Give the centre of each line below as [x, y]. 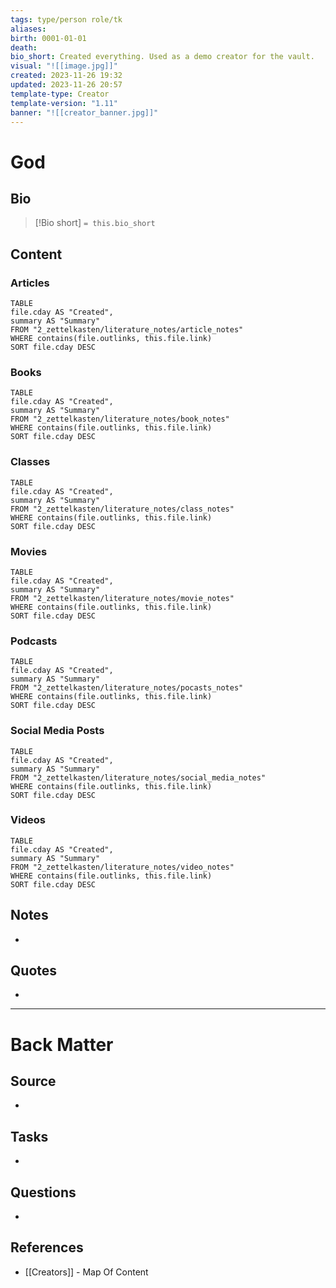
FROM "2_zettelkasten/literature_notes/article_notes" [127, 330]
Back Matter [62, 1044]
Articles [30, 283]
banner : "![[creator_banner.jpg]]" [84, 112]
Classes [30, 462]
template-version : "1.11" [64, 103]
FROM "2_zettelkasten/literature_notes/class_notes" [122, 509]
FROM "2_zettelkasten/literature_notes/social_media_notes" [138, 777]
